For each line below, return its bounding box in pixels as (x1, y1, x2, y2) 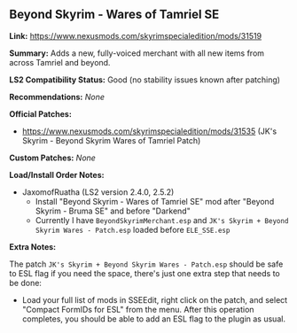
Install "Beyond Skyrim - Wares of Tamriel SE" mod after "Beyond (35, 196, 275, 206)
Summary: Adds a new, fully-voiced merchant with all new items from (9, 48, 264, 58)
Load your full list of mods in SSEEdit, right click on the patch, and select (21, 294, 288, 305)
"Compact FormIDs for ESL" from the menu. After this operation (21, 304, 254, 314)
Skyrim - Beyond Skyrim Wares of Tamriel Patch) (21, 135, 201, 145)
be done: (9, 277, 43, 288)
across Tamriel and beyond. (9, 57, 111, 67)
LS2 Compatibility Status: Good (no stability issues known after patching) (9, 74, 281, 85)
